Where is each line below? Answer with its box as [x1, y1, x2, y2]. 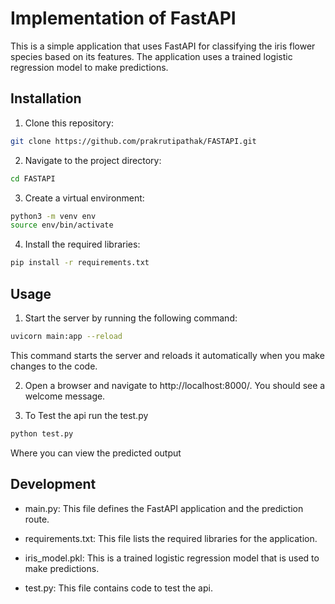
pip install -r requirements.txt [10, 258, 150, 268]
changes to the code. [10, 360, 98, 372]
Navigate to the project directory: [24, 154, 162, 166]
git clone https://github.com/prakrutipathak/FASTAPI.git [10, 136, 257, 146]
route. [24, 513, 50, 525]
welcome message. [24, 390, 106, 402]
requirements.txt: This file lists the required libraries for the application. [24, 532, 318, 544]
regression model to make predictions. [10, 61, 169, 73]
